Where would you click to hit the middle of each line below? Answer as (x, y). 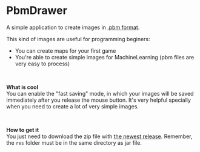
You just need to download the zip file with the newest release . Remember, (99, 136)
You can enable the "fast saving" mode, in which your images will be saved (100, 93)
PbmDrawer (37, 11)
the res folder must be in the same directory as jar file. (74, 142)
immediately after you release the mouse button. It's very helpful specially (98, 100)
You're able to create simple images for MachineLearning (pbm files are (105, 57)
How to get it (23, 130)
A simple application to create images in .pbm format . (73, 27)
